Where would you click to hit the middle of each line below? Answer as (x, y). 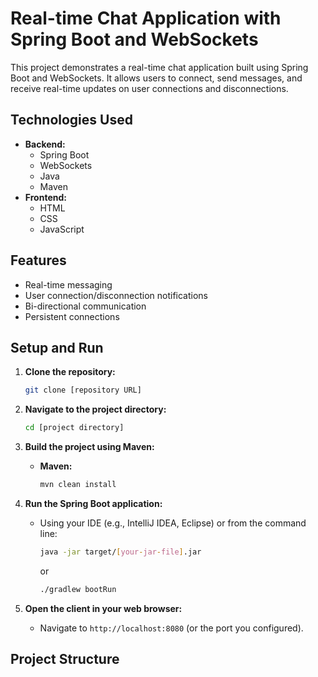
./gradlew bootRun (78, 589)
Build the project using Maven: (89, 447)
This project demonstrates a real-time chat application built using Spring (159, 67)
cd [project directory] (74, 428)
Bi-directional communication (85, 306)
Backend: (45, 144)
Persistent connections (72, 316)
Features (38, 260)
